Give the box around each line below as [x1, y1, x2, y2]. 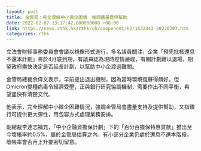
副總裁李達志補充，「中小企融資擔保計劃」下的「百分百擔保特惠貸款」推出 [6, 124, 187, 131]
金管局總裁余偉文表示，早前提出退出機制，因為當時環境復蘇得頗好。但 [6, 76, 179, 83]
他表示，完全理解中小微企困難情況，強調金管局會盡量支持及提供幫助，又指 [6, 103, 190, 110]
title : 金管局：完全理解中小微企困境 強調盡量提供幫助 [6, 14, 127, 20]
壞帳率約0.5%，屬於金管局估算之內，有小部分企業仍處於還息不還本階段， [11, 131, 193, 138]
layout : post [6, 8, 39, 15]
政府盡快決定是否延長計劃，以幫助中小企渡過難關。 [11, 63, 138, 70]
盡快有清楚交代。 [11, 91, 54, 98]
